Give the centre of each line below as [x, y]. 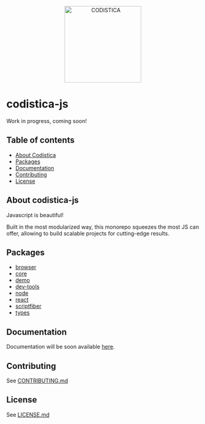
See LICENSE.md [28, 414]
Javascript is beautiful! [35, 215]
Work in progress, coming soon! [47, 121]
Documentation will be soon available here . [61, 347]
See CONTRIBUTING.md [37, 381]
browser [26, 267]
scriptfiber [28, 306]
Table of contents [40, 140]
